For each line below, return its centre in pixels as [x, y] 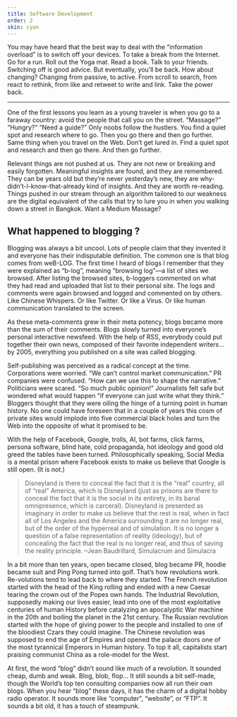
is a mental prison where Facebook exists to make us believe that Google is [116, 462]
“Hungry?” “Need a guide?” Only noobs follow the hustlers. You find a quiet [117, 127]
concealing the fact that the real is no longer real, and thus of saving [124, 543]
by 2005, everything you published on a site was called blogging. [102, 352]
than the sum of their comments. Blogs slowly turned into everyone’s [107, 330]
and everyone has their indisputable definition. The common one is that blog [118, 256]
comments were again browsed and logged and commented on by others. [115, 293]
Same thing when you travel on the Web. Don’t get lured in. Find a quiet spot [118, 143]
